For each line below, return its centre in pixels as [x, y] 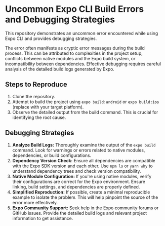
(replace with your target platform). [48, 107]
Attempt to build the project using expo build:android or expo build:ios [86, 102]
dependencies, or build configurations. [52, 155]
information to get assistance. [42, 218]
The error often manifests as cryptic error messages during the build [75, 48]
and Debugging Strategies [60, 19]
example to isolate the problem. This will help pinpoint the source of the [85, 197]
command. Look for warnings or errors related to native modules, [79, 150]
